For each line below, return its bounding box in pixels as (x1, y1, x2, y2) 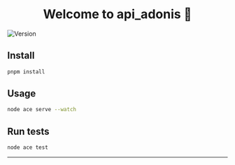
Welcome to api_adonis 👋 (43, 6, 192, 22)
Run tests (7, 125, 50, 137)
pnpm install (7, 68, 45, 76)
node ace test (7, 144, 49, 151)
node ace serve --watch (7, 106, 77, 113)
